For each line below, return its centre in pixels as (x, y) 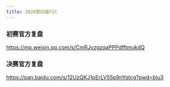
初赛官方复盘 (25, 34)
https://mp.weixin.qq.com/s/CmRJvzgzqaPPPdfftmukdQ (75, 47)
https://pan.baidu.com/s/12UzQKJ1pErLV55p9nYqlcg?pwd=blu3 (85, 77)
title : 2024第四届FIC (32, 12)
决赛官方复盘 (25, 64)
